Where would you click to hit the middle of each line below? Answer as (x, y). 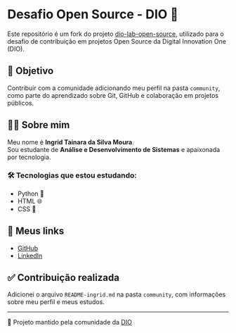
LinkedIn (30, 256)
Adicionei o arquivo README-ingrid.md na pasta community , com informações (117, 294)
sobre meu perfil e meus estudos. (56, 302)
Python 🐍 (31, 194)
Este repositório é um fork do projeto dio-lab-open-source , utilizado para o (116, 34)
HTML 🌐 (29, 201)
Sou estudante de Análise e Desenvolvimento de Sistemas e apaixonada (114, 149)
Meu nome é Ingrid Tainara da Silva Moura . (71, 142)
